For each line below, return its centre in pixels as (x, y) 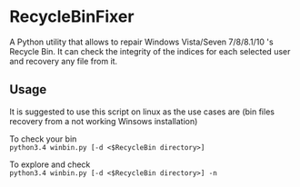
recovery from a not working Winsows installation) (104, 121)
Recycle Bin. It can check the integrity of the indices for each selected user (150, 51)
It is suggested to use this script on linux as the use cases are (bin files (142, 112)
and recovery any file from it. (64, 61)
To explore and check (50, 164)
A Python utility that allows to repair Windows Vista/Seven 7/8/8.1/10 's (142, 42)
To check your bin (43, 139)
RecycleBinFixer (72, 17)
